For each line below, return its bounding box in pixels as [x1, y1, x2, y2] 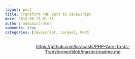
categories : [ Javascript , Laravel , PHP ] [5, 30, 90, 35]
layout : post [5, 7, 32, 12]
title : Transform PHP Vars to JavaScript [5, 12, 92, 17]
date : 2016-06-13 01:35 [5, 16, 54, 21]
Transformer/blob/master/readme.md [45, 49, 121, 55]
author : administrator [5, 21, 52, 26]
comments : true [5, 26, 36, 30]
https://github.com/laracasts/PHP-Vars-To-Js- [36, 44, 130, 49]
